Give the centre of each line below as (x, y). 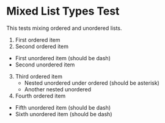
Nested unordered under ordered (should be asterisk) (92, 83)
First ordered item (38, 40)
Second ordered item (42, 46)
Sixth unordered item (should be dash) (64, 114)
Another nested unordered (58, 89)
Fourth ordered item (40, 96)
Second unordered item (45, 65)
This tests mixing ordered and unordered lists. (64, 28)
